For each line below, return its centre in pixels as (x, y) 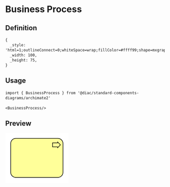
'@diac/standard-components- (108, 93)
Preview (18, 124)
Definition (21, 28)
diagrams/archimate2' (28, 98)
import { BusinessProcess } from (40, 93)
